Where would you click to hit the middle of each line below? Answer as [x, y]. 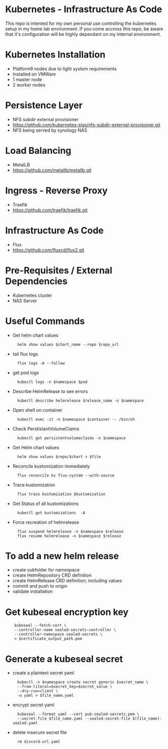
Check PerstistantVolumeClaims [46, 429]
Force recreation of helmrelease [46, 522]
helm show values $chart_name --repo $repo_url [68, 344]
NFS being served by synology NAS [50, 130]
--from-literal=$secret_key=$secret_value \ [65, 687]
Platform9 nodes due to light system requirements [65, 68]
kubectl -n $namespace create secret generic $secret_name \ [83, 682]
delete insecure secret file [40, 733]
